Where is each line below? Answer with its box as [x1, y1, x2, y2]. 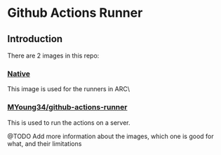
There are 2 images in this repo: [7, 51, 100, 60]
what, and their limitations [7, 139, 82, 148]
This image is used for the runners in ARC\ [7, 85, 130, 93]
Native [7, 69, 30, 79]
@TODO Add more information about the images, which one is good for [7, 132, 214, 140]
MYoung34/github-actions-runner [7, 102, 128, 112]
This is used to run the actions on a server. [7, 118, 131, 127]
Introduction [7, 33, 63, 45]
